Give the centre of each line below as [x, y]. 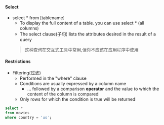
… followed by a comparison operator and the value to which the [93, 89]
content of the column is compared [63, 94]
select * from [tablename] [39, 18]
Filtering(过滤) [26, 73]
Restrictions [18, 61]
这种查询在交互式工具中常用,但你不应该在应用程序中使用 [82, 50]
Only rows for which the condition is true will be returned [78, 99]
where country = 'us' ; [28, 118]
